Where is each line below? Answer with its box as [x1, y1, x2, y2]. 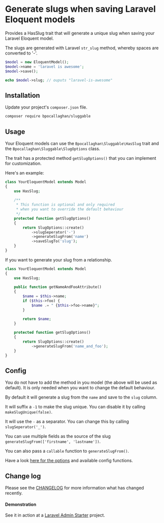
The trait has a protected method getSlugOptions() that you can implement [5, 155, 157, 161]
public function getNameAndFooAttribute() [14, 285, 102, 290]
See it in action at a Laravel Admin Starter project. [5, 512, 105, 518]
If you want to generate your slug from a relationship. [5, 257, 113, 262]
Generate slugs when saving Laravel [5, 3, 156, 15]
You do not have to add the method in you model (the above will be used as [5, 379, 158, 385]
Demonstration [5, 501, 37, 507]
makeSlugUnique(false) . [5, 409, 53, 415]
